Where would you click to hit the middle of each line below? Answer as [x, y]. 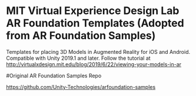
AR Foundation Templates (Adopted [95, 23]
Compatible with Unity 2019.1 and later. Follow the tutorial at [79, 58]
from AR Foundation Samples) [81, 36]
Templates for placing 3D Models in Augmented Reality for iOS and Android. [98, 52]
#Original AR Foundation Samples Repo [54, 76]
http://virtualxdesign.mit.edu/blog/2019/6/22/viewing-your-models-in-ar [94, 64]
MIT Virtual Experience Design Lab [93, 11]
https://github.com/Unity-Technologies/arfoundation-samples [81, 87]
